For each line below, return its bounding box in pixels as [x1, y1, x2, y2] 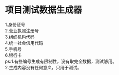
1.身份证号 [5, 22, 25, 27]
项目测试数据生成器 [5, 4, 82, 16]
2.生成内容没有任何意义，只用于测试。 [5, 64, 82, 70]
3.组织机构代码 [5, 34, 35, 40]
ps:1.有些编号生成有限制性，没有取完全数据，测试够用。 [5, 58, 117, 64]
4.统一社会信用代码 [5, 40, 43, 46]
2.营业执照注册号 [5, 27, 39, 33]
